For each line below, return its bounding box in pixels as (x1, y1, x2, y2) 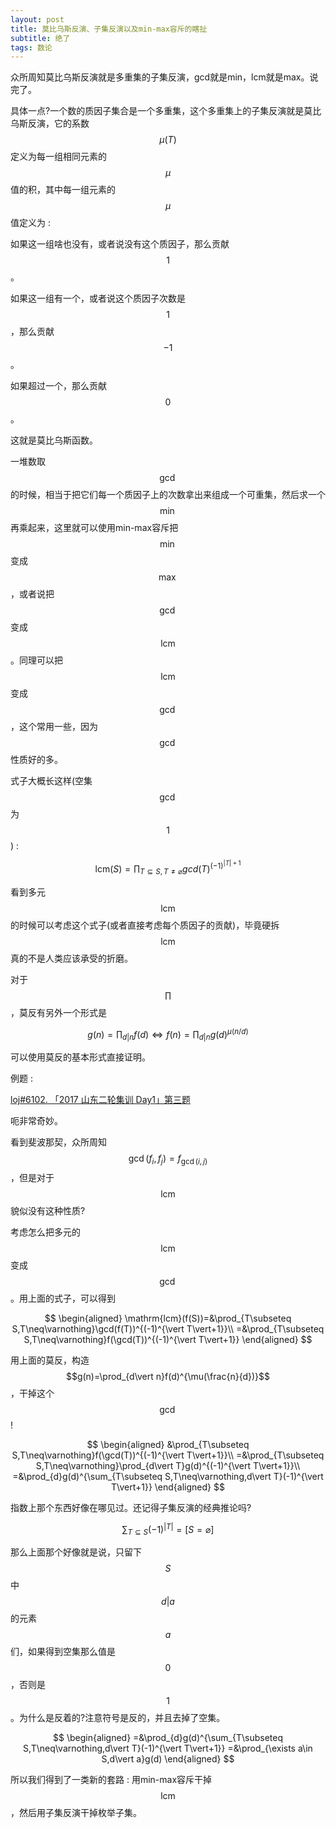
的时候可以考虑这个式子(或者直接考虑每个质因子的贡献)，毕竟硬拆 (10, 919, 280, 931)
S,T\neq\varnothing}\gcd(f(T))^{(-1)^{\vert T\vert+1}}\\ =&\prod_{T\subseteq (11, 1322, 325, 1335)
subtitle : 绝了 (10, 33, 71, 43)
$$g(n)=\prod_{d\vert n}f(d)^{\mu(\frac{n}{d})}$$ (65, 1370, 271, 1382)
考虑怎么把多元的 (10, 1226, 81, 1238)
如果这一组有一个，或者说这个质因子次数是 (10, 292, 186, 305)
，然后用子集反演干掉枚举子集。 (10, 1807, 142, 1819)
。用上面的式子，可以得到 (10, 1292, 116, 1304)
